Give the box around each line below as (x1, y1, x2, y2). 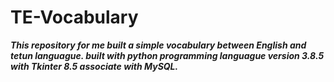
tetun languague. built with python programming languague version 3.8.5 (10, 49, 325, 61)
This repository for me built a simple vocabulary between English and (10, 39, 307, 51)
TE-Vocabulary (10, 6, 139, 29)
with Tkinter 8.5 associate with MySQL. (10, 60, 179, 72)
